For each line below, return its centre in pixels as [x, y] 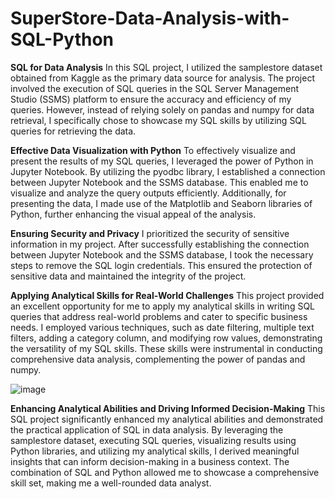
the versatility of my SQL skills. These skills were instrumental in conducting [166, 348]
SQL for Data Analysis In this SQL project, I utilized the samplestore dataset [166, 67]
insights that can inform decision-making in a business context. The [150, 461]
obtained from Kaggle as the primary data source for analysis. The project [162, 78]
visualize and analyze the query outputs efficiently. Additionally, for [148, 193]
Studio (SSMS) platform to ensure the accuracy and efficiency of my [151, 99]
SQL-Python [62, 39]
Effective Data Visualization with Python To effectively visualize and [153, 150]
